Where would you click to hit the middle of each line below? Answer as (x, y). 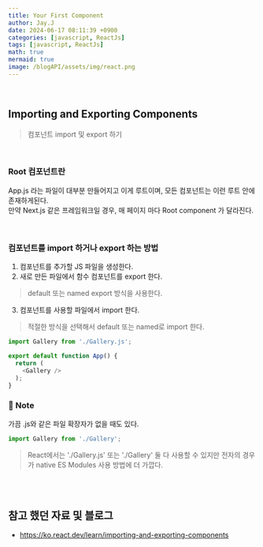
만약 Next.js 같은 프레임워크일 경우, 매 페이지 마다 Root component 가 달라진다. (131, 210)
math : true (26, 52)
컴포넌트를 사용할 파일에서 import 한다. (80, 310)
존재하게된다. (28, 200)
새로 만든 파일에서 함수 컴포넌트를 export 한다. (91, 276)
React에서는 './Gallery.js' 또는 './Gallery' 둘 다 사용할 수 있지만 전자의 (134, 455)
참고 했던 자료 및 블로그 (61, 515)
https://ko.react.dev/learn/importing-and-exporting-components (124, 535)
